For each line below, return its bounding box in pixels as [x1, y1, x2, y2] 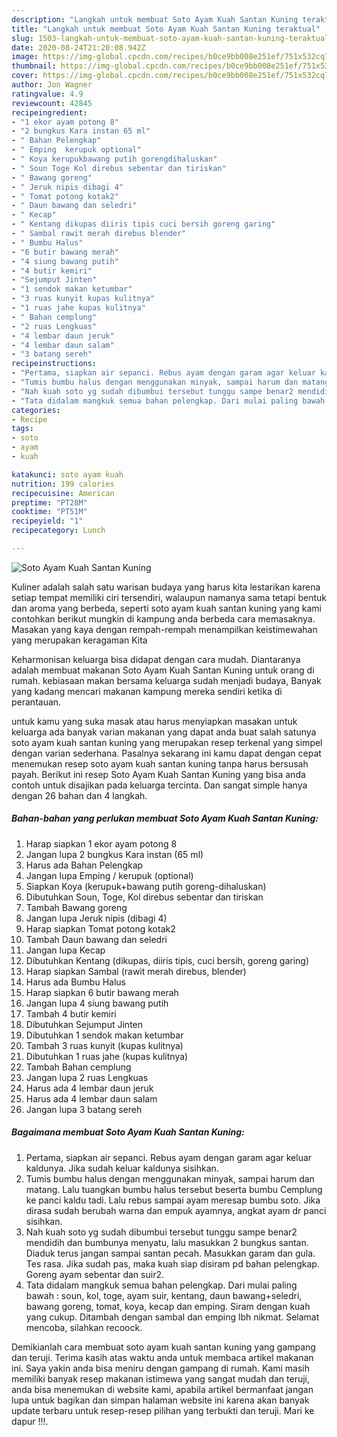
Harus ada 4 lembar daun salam [25, 1092, 158, 1105]
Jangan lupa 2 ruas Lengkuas [25, 1071, 149, 1083]
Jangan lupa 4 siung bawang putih [25, 997, 169, 1009]
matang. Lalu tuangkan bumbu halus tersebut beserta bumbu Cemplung [25, 1183, 323, 1195]
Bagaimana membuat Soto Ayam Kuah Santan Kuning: [11, 1126, 245, 1138]
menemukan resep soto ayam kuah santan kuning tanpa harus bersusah [11, 757, 309, 770]
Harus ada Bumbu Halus [25, 976, 126, 988]
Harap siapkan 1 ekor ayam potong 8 [25, 837, 178, 850]
